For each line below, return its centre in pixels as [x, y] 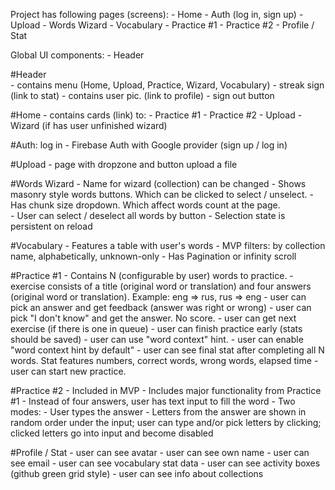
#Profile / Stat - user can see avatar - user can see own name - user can [160, 452]
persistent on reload [51, 226]
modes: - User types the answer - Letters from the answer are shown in [158, 412]
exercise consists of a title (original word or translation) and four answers [161, 286]
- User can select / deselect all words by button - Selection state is [148, 215]
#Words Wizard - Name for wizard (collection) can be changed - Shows [158, 183]
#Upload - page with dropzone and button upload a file [124, 164]
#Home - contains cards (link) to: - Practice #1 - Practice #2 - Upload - [156, 115]
